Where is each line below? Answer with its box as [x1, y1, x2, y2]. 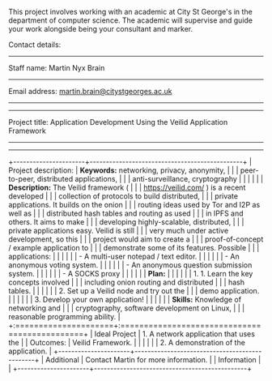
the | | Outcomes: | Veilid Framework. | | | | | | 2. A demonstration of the [8, 338, 245, 347]
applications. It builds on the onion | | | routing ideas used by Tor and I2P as [8, 200, 261, 209]
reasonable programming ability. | [8, 312, 121, 321]
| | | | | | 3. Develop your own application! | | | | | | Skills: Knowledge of [8, 295, 241, 304]
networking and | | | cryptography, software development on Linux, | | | [8, 303, 245, 313]
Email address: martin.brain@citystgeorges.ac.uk [8, 87, 172, 96]
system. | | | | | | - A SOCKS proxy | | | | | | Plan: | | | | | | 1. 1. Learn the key [8, 269, 253, 278]
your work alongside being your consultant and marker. [8, 24, 193, 33]
